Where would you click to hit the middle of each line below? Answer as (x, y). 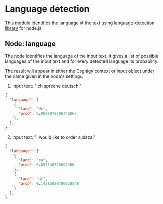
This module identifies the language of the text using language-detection (80, 23)
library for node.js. (24, 28)
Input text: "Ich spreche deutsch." (47, 86)
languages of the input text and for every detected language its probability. (82, 61)
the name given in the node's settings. (44, 76)
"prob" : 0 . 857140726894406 (46, 165)
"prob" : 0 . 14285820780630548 (48, 183)
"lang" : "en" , (33, 160)
